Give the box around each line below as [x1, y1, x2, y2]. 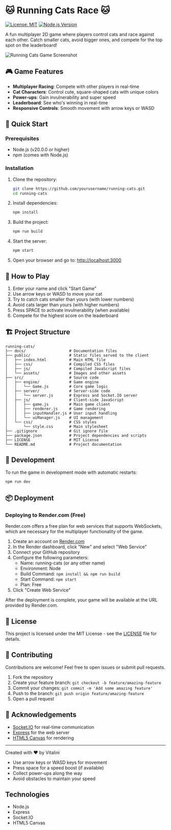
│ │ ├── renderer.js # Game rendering [5, 406, 106, 411]
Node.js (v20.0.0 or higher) [12, 147, 70, 153]
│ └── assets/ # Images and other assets [5, 370, 126, 376]
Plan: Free [20, 582, 42, 588]
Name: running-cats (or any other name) [20, 560, 105, 566]
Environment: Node [20, 565, 61, 571]
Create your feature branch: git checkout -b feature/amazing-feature [12, 679, 161, 685]
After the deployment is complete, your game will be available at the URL [5, 597, 158, 603]
